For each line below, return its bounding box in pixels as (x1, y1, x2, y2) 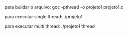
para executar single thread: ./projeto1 (4, 14, 83, 19)
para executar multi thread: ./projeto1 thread (4, 23, 95, 29)
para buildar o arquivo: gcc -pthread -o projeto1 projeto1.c (4, 4, 124, 10)
